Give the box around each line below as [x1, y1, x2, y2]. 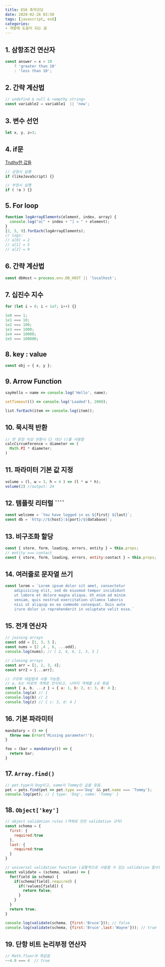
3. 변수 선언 [5, 117, 39, 125]
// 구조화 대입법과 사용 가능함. [5, 676, 62, 681]
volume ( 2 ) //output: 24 [5, 484, 55, 489]
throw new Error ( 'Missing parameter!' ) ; [9, 733, 94, 738]
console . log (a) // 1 [5, 690, 48, 695]
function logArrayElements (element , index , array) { [5, 214, 117, 219]
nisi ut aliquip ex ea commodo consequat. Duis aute [14, 602, 126, 607]
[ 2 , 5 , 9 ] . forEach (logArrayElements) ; [5, 228, 85, 233]
